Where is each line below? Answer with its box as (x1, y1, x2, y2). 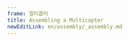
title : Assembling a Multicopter (7, 17, 104, 24)
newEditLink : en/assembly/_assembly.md (7, 23, 123, 30)
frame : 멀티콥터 (7, 10, 49, 17)
